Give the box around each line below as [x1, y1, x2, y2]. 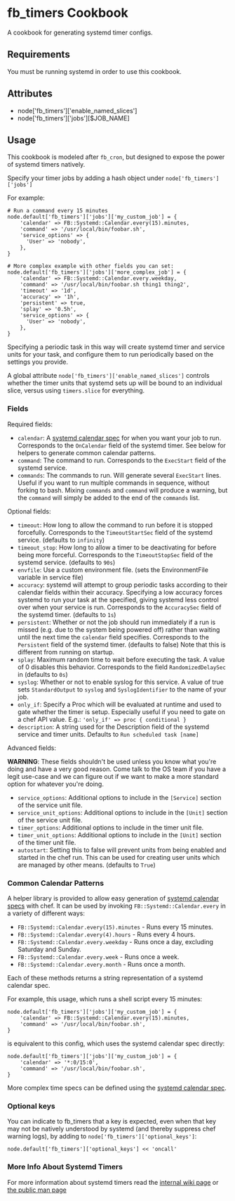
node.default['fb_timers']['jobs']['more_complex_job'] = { [7, 269, 187, 276]
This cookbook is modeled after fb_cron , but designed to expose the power [7, 153, 225, 161]
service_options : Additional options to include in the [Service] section [17, 793, 222, 801]
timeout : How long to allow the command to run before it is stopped [17, 521, 213, 529]
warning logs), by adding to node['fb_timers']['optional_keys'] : [7, 1132, 197, 1140]
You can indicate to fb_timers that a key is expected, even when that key [7, 1117, 216, 1126]
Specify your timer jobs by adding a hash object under [7, 174, 165, 182]
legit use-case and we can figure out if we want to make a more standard [7, 772, 219, 780]
